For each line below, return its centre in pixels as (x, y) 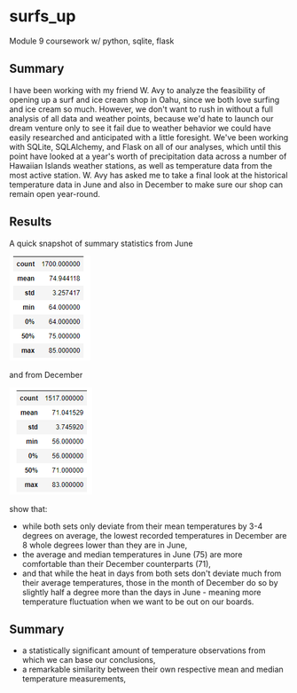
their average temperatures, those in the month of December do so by (150, 582)
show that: (28, 508)
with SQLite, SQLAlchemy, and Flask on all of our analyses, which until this (145, 146)
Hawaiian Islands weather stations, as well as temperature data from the (141, 165)
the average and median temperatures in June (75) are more (132, 554)
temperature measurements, (74, 679)
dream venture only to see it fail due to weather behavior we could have (141, 128)
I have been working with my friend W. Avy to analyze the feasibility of (137, 90)
